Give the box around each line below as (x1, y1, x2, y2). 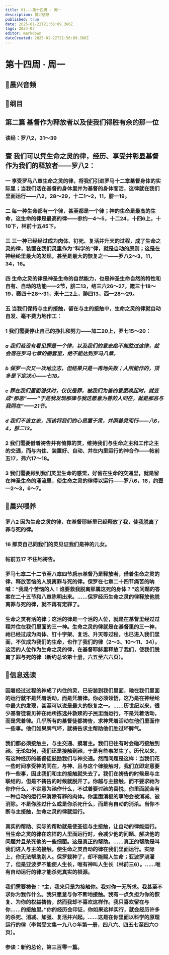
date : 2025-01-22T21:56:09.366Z (5, 21, 73, 27)
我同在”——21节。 (5, 402, 50, 410)
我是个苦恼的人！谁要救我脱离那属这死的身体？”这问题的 (18, 585, 155, 593)
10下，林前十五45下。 (5, 223, 59, 230)
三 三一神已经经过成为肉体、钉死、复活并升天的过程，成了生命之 (5, 238, 161, 245)
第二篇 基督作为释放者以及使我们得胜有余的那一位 (5, 118, 159, 127)
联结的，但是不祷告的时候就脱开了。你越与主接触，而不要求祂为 (5, 778, 160, 785)
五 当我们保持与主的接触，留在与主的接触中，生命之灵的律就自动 (5, 305, 161, 312)
